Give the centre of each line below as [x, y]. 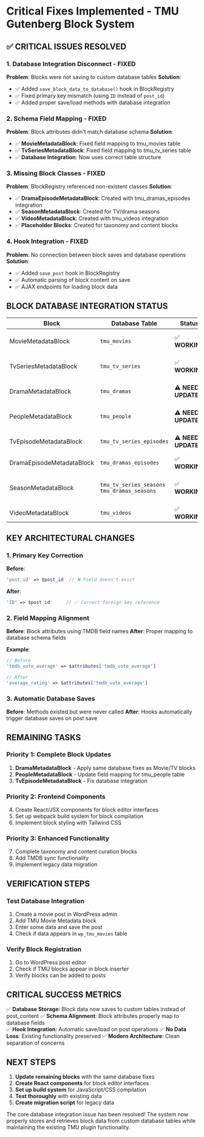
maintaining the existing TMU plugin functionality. [68, 1127]
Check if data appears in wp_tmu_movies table [71, 933]
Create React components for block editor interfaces [82, 1083]
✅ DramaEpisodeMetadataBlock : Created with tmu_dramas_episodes [103, 198]
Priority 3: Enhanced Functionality [58, 839]
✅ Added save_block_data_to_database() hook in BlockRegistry [94, 89]
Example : [18, 650]
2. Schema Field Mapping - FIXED [56, 119]
